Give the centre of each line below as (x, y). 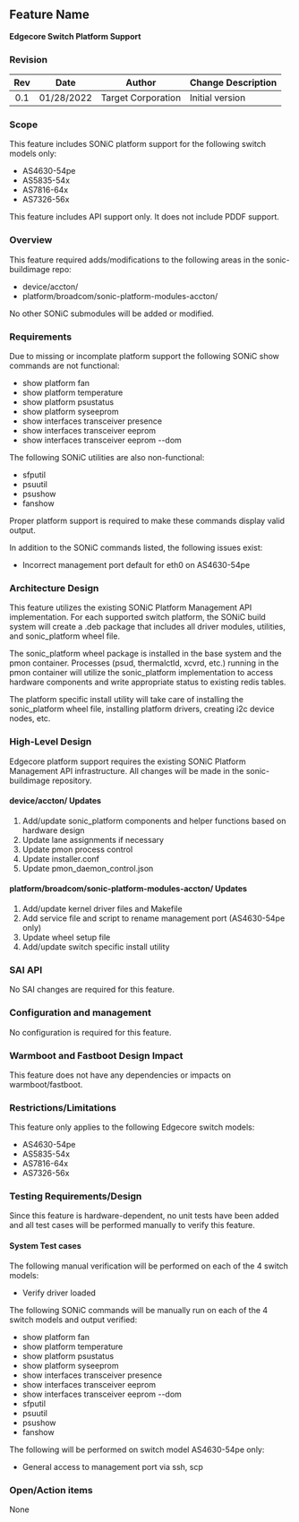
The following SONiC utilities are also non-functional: (107, 457)
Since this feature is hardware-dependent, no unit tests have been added (144, 1216)
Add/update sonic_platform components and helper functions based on (154, 821)
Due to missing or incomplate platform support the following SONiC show (145, 356)
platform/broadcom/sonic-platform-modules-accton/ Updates (128, 889)
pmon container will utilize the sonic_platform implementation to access (141, 673)
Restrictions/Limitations (63, 1107)
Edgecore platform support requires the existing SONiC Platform (128, 761)
